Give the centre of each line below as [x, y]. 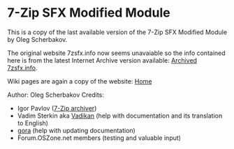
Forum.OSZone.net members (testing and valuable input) [99, 138]
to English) [33, 123]
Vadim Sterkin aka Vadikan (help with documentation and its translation [120, 116]
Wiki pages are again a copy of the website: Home [80, 81]
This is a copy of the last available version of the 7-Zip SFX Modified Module [117, 32]
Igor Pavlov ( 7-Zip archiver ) [57, 108]
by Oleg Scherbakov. [37, 39]
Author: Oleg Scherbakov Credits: [56, 95]
